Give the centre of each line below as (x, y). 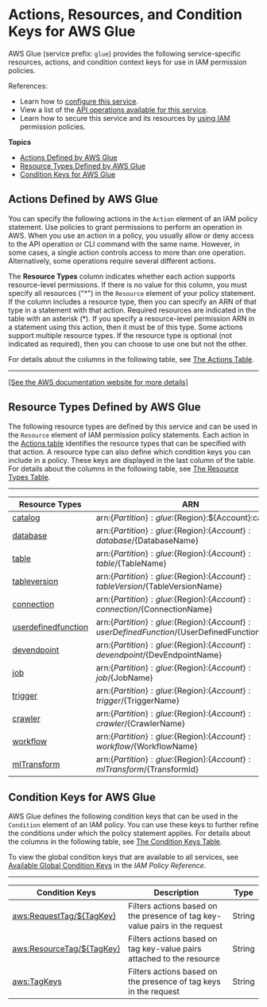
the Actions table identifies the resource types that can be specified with (127, 443)
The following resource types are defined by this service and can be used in (133, 426)
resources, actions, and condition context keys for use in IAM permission (128, 62)
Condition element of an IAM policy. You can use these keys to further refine (133, 825)
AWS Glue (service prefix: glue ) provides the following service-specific (124, 53)
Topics (20, 142)
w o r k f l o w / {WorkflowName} (147, 746)
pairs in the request (186, 926)
